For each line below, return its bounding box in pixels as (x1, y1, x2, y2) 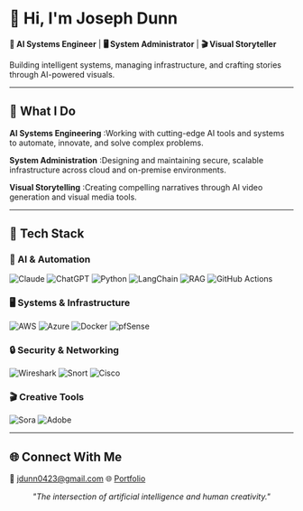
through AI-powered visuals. (9, 69, 115, 79)
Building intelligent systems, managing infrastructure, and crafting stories (9, 59, 282, 70)
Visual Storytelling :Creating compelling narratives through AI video (9, 181, 263, 192)
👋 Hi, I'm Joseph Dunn (9, 8, 179, 29)
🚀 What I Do (9, 104, 77, 119)
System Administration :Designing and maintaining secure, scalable (9, 154, 264, 165)
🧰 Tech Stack (9, 226, 85, 242)
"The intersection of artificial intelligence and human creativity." (32, 491, 271, 502)
